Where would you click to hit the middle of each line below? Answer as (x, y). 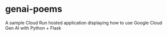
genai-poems (34, 9)
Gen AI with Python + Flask (33, 28)
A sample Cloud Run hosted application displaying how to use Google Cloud (84, 23)
